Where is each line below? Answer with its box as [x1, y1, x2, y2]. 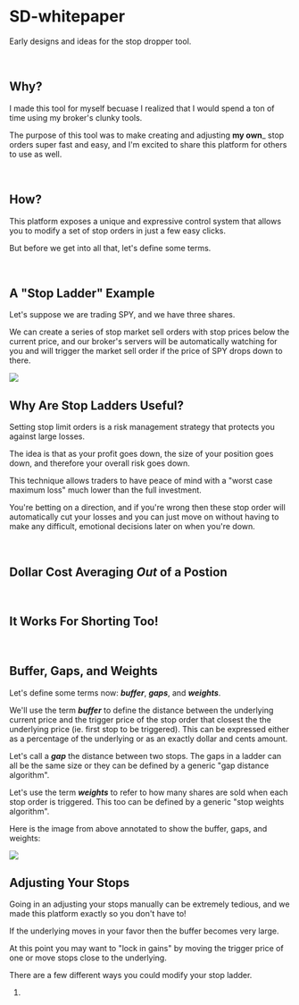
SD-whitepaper [9, 6, 126, 27]
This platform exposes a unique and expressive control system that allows [9, 215, 282, 226]
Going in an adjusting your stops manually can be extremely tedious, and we [9, 899, 290, 909]
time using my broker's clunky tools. [9, 112, 143, 122]
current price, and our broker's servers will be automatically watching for [9, 336, 278, 347]
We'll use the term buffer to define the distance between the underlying [9, 705, 274, 715]
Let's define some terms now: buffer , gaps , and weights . [9, 687, 221, 698]
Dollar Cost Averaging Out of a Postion [9, 564, 228, 579]
